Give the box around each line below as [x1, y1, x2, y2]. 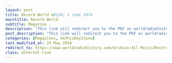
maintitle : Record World [5, 17, 58, 22]
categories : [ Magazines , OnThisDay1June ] [5, 36, 95, 41]
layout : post [5, 7, 33, 13]
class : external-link [5, 50, 52, 55]
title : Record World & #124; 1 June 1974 [5, 12, 93, 17]
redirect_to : [5, 45, 33, 50]
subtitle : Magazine [5, 21, 47, 27]
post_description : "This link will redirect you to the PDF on [5, 31, 143, 36]
